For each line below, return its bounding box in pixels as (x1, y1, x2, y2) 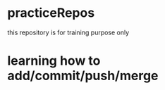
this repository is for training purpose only (7, 28, 130, 37)
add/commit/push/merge (7, 68, 159, 84)
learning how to (7, 53, 101, 69)
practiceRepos (7, 5, 95, 21)
